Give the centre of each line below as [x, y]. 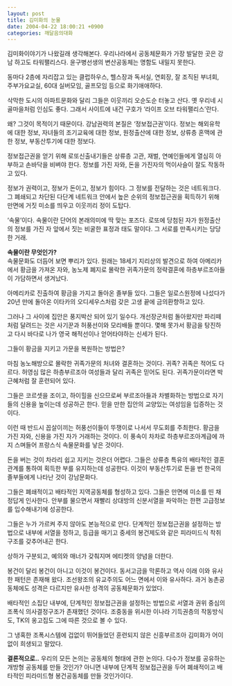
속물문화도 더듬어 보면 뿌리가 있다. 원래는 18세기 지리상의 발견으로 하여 [103, 261]
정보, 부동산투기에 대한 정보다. [55, 141]
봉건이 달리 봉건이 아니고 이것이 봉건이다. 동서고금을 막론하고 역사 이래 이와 [109, 571]
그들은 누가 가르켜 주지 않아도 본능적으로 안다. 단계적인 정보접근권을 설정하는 [111, 524]
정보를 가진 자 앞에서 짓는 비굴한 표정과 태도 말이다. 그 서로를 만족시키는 [111, 229]
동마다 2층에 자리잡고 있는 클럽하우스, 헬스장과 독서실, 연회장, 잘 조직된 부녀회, [113, 77]
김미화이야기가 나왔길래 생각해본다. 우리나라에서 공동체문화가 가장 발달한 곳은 [112, 53]
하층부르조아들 [206, 270]
